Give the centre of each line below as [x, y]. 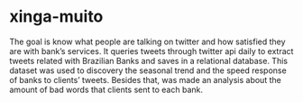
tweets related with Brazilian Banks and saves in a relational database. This [149, 60]
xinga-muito [56, 17]
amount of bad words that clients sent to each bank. [106, 89]
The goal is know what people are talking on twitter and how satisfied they [147, 42]
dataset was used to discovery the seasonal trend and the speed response [148, 70]
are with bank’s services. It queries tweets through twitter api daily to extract [151, 51]
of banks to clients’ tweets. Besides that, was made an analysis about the [145, 79]
